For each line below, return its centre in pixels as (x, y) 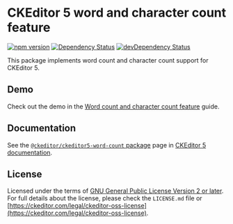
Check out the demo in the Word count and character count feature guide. (113, 106)
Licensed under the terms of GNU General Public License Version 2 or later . (115, 191)
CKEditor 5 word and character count (117, 13)
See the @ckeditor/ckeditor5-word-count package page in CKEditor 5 (107, 145)
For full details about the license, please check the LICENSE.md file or (105, 198)
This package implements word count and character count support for (108, 60)
